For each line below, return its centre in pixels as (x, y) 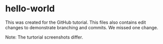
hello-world (30, 9)
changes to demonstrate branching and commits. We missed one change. (82, 27)
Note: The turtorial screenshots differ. (44, 37)
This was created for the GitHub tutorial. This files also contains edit (75, 22)
